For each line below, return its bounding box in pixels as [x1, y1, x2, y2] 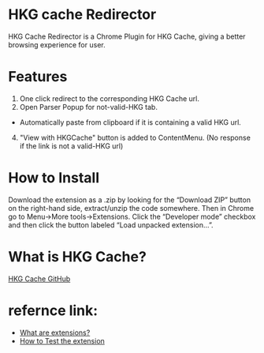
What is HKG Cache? [8, 248, 147, 265]
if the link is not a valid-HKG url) [19, 141, 124, 151]
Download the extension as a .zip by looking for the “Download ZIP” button [8, 195, 251, 205]
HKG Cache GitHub [8, 274, 71, 284]
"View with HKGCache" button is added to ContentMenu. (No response [19, 133, 251, 142]
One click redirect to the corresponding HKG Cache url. [19, 93, 199, 103]
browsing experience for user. [8, 39, 106, 49]
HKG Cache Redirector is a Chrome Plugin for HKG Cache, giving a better [8, 32, 246, 41]
